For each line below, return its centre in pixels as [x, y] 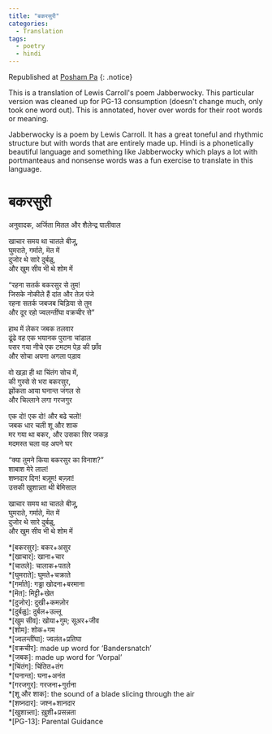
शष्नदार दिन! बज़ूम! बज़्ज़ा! [41, 478]
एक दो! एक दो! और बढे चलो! [45, 416]
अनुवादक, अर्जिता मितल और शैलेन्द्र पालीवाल [65, 225]
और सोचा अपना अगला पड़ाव [45, 356]
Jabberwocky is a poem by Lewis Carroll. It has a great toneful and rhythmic [136, 134]
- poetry [30, 46]
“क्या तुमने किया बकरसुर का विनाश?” [56, 460]
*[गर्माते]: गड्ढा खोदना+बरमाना [47, 583]
